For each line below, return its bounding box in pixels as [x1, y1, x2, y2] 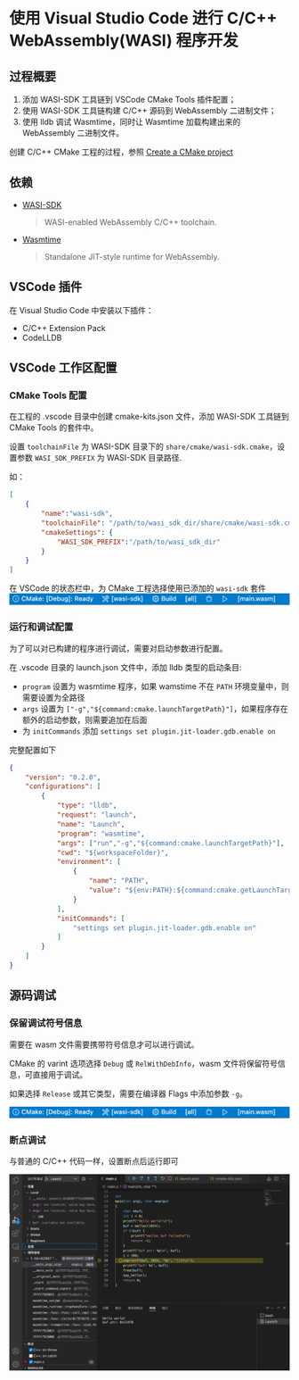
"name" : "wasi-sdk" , [41, 510, 114, 519]
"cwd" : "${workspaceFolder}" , [56, 848, 169, 857]
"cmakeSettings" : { [41, 528, 114, 536]
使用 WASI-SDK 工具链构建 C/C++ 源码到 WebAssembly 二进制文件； [21, 105, 277, 116]
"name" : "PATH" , [88, 877, 149, 885]
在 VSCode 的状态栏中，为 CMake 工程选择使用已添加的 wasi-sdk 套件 [9, 583, 267, 594]
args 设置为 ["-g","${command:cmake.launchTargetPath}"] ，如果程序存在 [21, 702, 288, 714]
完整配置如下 [9, 744, 56, 755]
